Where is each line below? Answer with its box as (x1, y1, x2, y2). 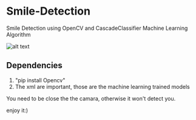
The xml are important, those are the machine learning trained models (15, 83, 190, 90)
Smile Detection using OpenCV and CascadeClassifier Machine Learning (6, 24, 188, 32)
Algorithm (6, 30, 31, 38)
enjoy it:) (6, 107, 29, 114)
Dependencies (6, 60, 63, 71)
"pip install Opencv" (15, 76, 66, 83)
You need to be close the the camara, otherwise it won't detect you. (6, 94, 176, 102)
